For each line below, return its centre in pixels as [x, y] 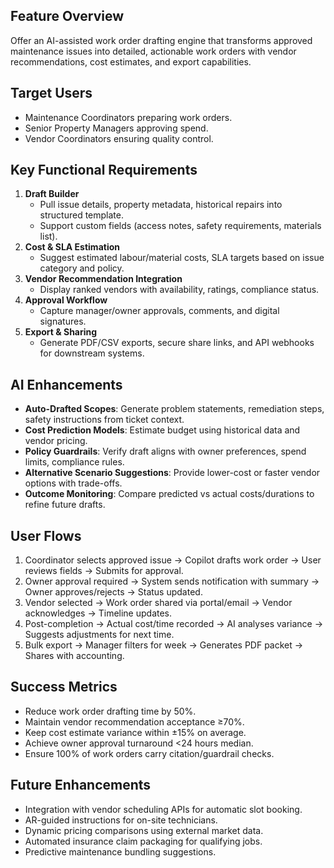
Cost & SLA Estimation [72, 247]
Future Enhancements [81, 785]
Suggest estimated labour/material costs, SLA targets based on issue [182, 258]
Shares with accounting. [74, 656]
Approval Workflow [66, 300]
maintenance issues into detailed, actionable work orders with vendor [153, 51]
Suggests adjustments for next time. [99, 635]
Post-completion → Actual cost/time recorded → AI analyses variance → [174, 624]
